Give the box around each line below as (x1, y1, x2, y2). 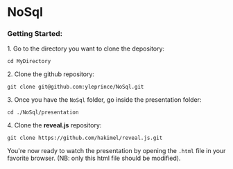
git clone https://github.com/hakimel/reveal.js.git (7, 134, 163, 142)
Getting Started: (7, 29, 63, 39)
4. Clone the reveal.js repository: (7, 121, 102, 130)
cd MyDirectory (7, 58, 51, 65)
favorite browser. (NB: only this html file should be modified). (7, 154, 181, 163)
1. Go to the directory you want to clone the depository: (7, 44, 165, 53)
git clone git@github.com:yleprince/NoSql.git (7, 84, 144, 91)
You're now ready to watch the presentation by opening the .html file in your (7, 147, 226, 155)
